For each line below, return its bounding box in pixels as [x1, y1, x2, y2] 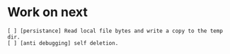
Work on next [7, 4, 88, 20]
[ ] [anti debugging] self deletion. [7, 39, 119, 46]
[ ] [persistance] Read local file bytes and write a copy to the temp [7, 27, 223, 34]
